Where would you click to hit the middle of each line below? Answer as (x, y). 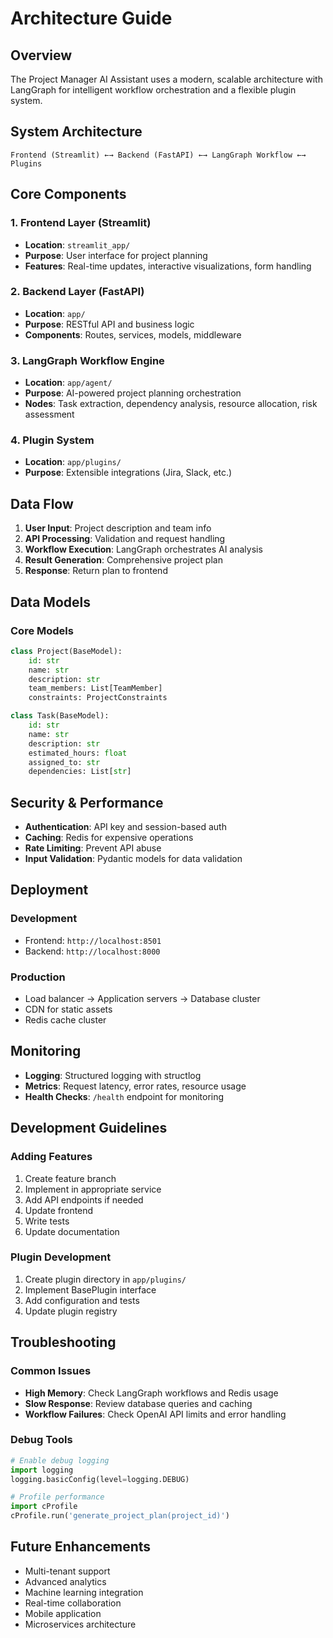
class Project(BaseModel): (66, 651)
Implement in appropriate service (93, 1189)
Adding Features (51, 1157)
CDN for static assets (68, 1009)
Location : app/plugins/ (73, 462)
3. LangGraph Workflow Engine (87, 360)
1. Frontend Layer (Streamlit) (81, 223)
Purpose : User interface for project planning (116, 255)
